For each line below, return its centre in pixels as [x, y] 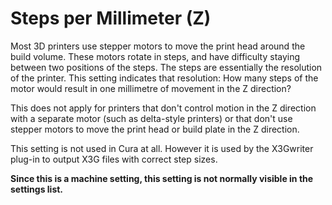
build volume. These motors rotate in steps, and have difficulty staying [155, 56]
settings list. [37, 189]
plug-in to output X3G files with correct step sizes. [114, 159]
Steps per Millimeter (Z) [111, 18]
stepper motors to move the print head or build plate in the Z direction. [155, 129]
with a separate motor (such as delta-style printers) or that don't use [151, 118]
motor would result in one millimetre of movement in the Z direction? [151, 88]
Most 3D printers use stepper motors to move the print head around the [158, 46]
